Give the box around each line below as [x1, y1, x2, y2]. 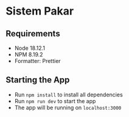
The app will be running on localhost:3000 [14, 104, 122, 111]
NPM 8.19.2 [14, 51, 43, 58]
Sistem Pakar [5, 4, 74, 18]
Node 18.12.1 [14, 44, 46, 52]
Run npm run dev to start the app [14, 97, 96, 104]
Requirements [5, 28, 60, 39]
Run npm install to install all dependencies [14, 91, 123, 98]
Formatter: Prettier [14, 58, 61, 64]
